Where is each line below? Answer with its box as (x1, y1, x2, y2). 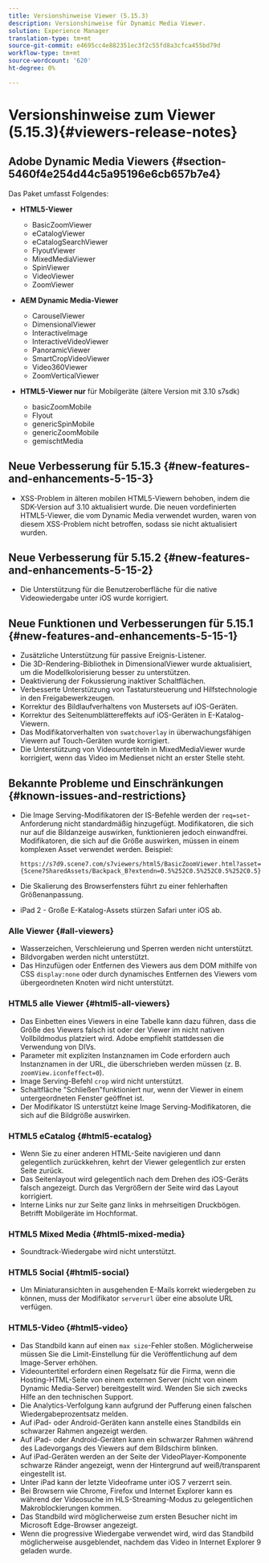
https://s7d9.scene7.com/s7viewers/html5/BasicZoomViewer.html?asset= (19, 860, 262, 868)
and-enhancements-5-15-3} (8, 472, 154, 486)
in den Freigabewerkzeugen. (19, 693, 115, 703)
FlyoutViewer (31, 245, 76, 255)
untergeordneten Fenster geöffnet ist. (19, 1093, 145, 1103)
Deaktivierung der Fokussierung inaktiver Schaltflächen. (19, 677, 206, 686)
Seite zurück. (19, 1166, 64, 1175)
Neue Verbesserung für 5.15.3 (8, 459, 161, 473)
